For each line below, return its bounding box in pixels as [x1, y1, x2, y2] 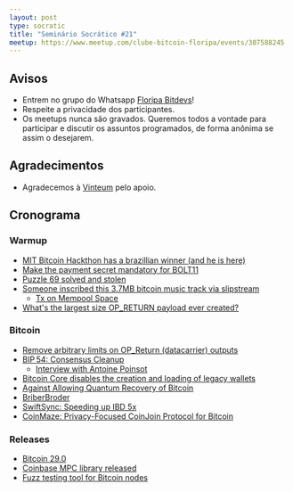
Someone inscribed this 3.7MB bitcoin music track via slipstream [21, 283, 260, 294]
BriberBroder [21, 391, 70, 402]
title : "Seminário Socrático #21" [9, 29, 138, 38]
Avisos [9, 70, 48, 86]
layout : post [9, 12, 58, 22]
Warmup [9, 234, 47, 247]
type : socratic [9, 21, 66, 30]
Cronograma [9, 208, 81, 223]
